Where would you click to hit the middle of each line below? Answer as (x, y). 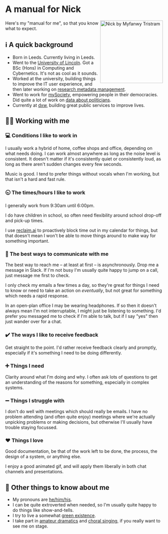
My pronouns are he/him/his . (42, 499)
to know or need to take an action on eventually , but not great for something (84, 291)
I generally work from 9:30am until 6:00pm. (50, 205)
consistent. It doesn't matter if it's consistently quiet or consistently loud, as (83, 159)
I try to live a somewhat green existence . (54, 515)
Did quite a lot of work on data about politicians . (62, 100)
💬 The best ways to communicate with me (57, 254)
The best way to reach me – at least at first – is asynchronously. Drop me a (82, 265)
